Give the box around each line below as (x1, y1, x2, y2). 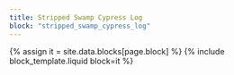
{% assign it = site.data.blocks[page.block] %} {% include (9, 46, 225, 56)
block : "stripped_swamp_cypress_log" (9, 21, 151, 30)
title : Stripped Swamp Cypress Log (9, 12, 143, 22)
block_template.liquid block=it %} (9, 55, 134, 66)
